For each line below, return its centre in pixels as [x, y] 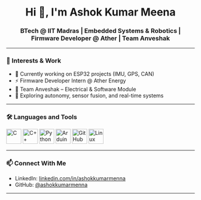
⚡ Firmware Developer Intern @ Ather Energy [70, 81]
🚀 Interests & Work [34, 61]
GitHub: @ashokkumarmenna [51, 185]
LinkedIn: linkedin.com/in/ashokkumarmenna [70, 179]
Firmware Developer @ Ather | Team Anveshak [100, 38]
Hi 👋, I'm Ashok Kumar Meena [100, 12]
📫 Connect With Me [36, 163]
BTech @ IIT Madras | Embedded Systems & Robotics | [100, 31]
